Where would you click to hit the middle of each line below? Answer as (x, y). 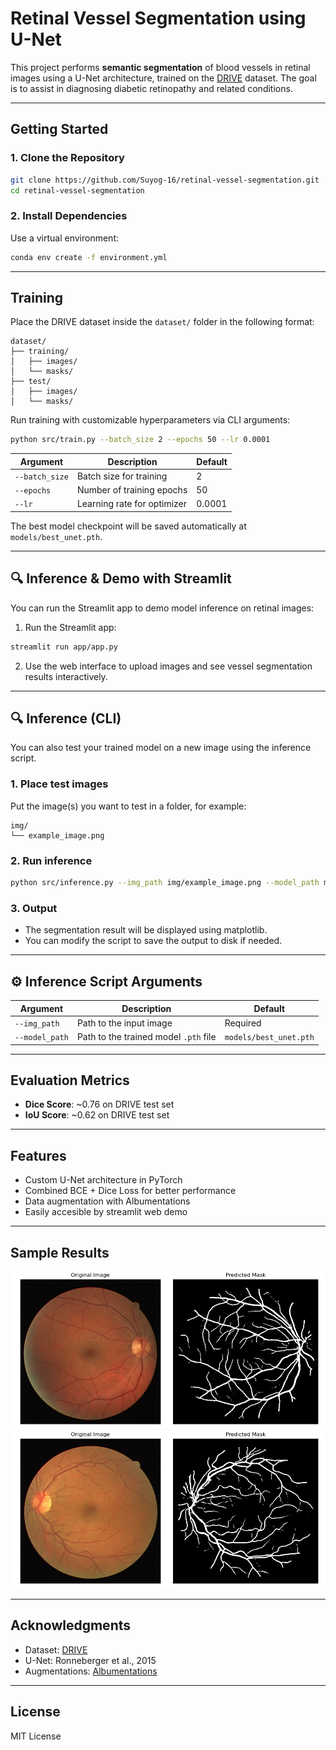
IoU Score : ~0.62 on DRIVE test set (97, 1115)
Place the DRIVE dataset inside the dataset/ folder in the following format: (162, 322)
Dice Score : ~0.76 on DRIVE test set (99, 1104)
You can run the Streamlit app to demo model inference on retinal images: (162, 608)
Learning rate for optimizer (131, 504)
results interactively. (66, 676)
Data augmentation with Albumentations (107, 1201)
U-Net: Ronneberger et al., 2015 (90, 1660)
